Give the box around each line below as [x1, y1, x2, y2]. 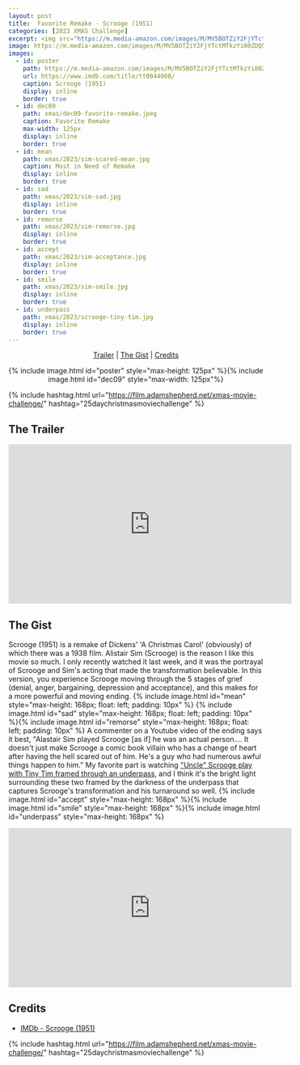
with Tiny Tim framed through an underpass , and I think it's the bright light [8, 769, 256, 778]
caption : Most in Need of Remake [23, 163, 136, 171]
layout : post [8, 11, 53, 20]
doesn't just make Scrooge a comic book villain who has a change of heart [8, 743, 257, 752]
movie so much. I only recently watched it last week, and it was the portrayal [8, 657, 264, 667]
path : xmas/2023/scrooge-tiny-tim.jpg [23, 313, 154, 321]
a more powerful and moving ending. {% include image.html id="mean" [8, 692, 247, 701]
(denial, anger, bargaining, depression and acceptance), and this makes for [8, 683, 259, 692]
